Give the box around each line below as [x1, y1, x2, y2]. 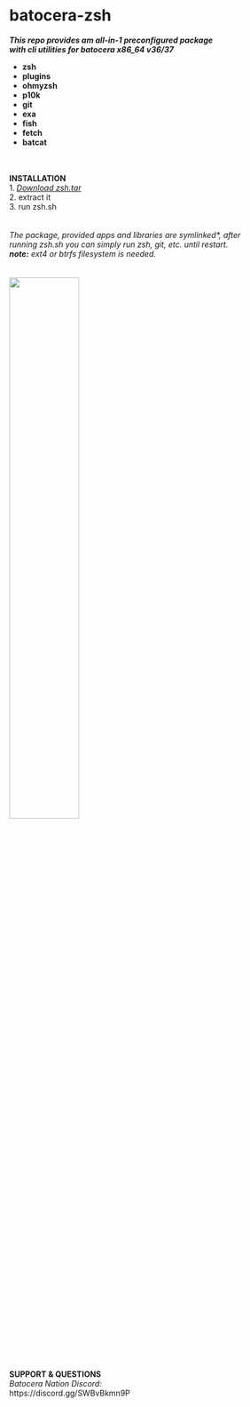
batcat [21, 137, 47, 147]
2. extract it [9, 192, 51, 203]
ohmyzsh [21, 80, 58, 91]
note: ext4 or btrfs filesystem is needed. [9, 248, 157, 258]
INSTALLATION [9, 172, 66, 183]
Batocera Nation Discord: [9, 1378, 102, 1388]
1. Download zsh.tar [9, 182, 82, 193]
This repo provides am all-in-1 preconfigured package [9, 35, 214, 45]
